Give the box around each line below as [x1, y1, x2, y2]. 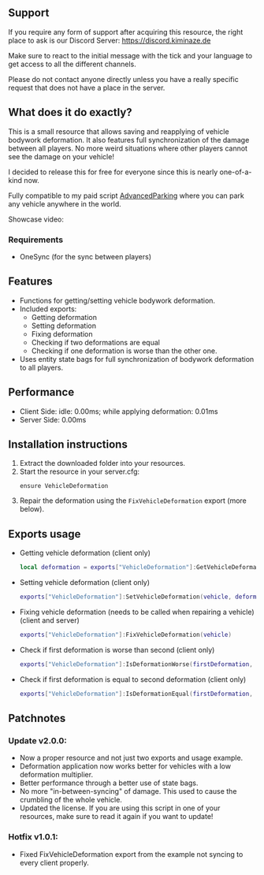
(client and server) [19, 615, 80, 625]
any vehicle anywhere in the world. [8, 199, 122, 208]
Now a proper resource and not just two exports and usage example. [19, 753, 244, 763]
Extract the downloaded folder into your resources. [19, 459, 186, 468]
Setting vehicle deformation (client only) [19, 578, 151, 587]
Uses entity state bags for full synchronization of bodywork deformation [19, 354, 255, 363]
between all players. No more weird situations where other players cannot [8, 143, 248, 153]
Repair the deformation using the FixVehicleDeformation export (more [19, 496, 247, 505]
